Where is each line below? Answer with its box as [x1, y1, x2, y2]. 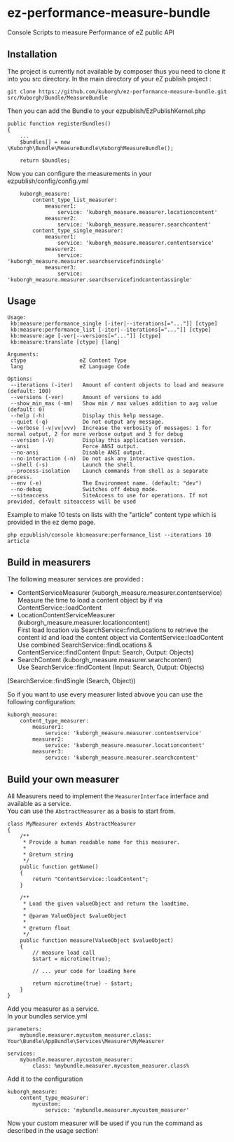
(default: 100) [7, 387, 52, 394]
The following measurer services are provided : [7, 575, 144, 584]
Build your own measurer [7, 773, 119, 785]
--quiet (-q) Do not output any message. [10, 418, 165, 425]
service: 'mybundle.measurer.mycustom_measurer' [44, 1107, 190, 1114]
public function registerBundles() [7, 120, 111, 127]
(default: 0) [7, 405, 46, 413]
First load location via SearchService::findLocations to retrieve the [17, 626, 209, 634]
